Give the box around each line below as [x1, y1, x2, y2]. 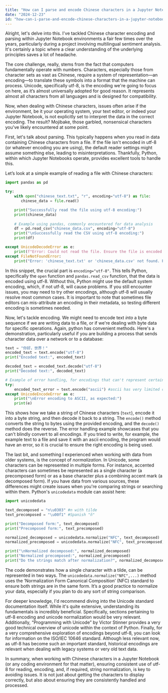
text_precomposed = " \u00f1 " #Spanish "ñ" [5, 512, 95, 517]
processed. [5, 682, 28, 688]
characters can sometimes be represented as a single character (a [5, 468, 142, 474]
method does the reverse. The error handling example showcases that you [5, 426, 159, 432]
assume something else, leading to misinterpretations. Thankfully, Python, [5, 150, 158, 156]
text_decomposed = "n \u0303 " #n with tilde [5, 508, 97, 513]
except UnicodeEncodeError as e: [5, 391, 75, 396]
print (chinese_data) [14, 212, 57, 217]
